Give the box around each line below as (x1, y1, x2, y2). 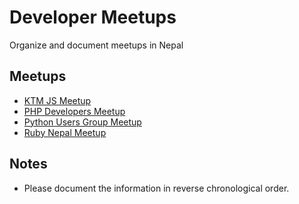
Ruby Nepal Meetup (23, 126, 107, 138)
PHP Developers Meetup (23, 105, 126, 117)
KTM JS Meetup (23, 94, 92, 106)
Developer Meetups (9, 6, 177, 29)
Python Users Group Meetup (23, 116, 142, 128)
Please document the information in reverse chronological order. (23, 182, 290, 194)
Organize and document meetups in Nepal (9, 39, 184, 51)
